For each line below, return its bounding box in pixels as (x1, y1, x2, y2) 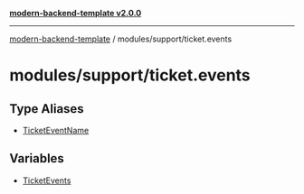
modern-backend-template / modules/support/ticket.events (9, 33, 233, 44)
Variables (9, 151, 65, 166)
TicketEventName (22, 125, 90, 135)
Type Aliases (9, 101, 84, 116)
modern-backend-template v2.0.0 (9, 8, 142, 18)
